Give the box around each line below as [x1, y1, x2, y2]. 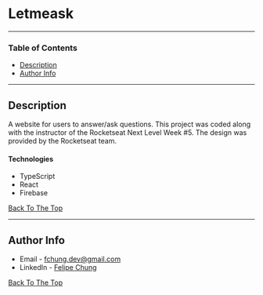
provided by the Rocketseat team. [8, 137, 117, 146]
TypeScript [19, 172, 56, 181]
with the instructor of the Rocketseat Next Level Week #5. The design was [8, 128, 247, 137]
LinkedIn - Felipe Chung [19, 263, 97, 272]
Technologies [8, 154, 54, 163]
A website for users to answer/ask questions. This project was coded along [8, 119, 251, 129]
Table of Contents [8, 42, 78, 53]
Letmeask [8, 5, 74, 23]
